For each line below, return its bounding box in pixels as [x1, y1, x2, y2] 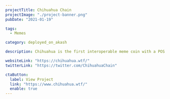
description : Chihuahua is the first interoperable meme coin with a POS [5, 49, 165, 54]
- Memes [10, 31, 26, 36]
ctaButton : [5, 72, 29, 77]
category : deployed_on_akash [5, 40, 67, 45]
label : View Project [10, 77, 53, 82]
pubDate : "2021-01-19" [5, 17, 53, 22]
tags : [5, 26, 17, 31]
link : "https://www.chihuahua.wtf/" [10, 82, 88, 87]
